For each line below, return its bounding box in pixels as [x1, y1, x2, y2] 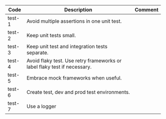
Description [64, 6, 92, 13]
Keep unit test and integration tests [26, 43, 108, 50]
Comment [134, 6, 159, 13]
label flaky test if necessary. [26, 64, 92, 70]
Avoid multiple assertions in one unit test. [26, 18, 122, 24]
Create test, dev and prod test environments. [26, 89, 130, 95]
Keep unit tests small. [26, 32, 76, 39]
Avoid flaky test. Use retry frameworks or [26, 57, 122, 64]
